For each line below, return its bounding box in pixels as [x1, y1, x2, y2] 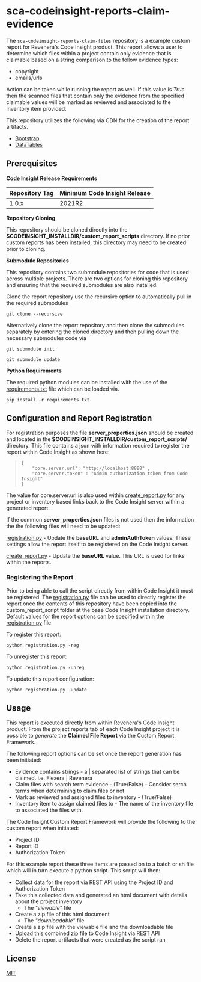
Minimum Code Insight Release [59, 188, 151, 197]
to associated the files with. [14, 806, 83, 814]
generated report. [6, 504, 50, 511]
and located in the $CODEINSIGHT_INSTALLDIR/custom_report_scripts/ [6, 435, 188, 443]
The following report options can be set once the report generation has [6, 750, 182, 757]
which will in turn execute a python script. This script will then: [6, 866, 161, 874]
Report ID [14, 842, 39, 850]
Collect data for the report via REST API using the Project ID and [14, 879, 173, 886]
